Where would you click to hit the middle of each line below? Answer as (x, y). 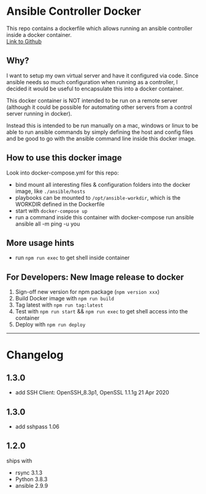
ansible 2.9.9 (32, 485)
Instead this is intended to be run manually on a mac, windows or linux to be (102, 125)
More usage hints (40, 243)
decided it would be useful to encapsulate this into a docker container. (95, 88)
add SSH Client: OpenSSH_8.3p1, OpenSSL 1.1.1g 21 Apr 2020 (92, 393)
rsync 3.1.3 (29, 472)
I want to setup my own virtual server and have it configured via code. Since (102, 76)
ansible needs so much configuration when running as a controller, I (92, 82)
